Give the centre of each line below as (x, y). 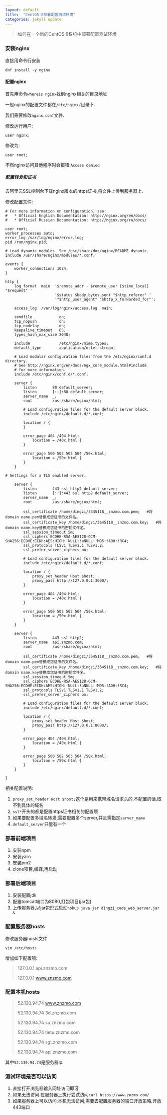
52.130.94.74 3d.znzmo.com (47, 1013)
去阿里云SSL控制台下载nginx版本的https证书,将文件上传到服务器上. (74, 191)
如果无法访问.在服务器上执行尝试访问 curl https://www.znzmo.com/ (81, 1095)
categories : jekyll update (33, 19)
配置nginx (16, 82)
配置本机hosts (23, 992)
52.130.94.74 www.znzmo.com (49, 1003)
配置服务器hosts (25, 927)
